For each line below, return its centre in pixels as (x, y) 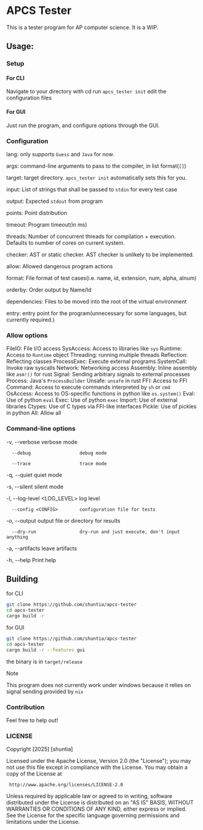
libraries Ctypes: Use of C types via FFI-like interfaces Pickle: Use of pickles (101, 407)
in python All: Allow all (34, 413)
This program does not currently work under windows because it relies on (99, 685)
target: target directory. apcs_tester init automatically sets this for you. (97, 178)
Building (22, 579)
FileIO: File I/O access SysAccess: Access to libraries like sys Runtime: (94, 348)
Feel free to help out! (32, 720)
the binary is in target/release (45, 662)
